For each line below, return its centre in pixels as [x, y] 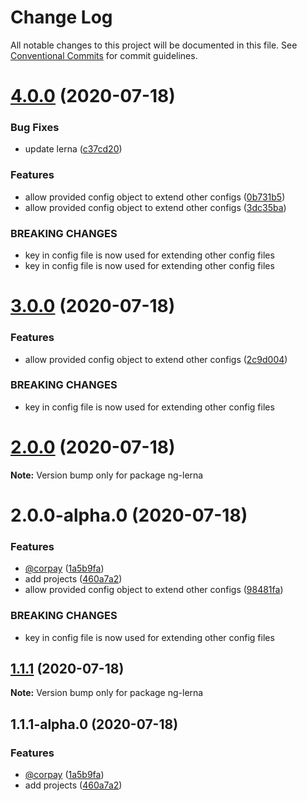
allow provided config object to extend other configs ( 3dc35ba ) [155, 207]
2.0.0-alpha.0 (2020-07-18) [129, 515]
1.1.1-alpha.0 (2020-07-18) [94, 724]
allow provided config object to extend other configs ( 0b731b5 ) [155, 197]
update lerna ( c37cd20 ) [73, 149]
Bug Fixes [35, 128]
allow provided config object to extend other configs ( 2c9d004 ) [156, 359]
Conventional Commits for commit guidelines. [104, 55]
